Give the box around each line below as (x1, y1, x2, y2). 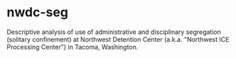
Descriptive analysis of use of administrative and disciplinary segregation (6, 28, 222, 36)
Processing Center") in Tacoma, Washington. (6, 42, 139, 51)
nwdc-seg (6, 4, 69, 21)
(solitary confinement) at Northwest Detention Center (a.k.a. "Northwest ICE (6, 35, 230, 43)
